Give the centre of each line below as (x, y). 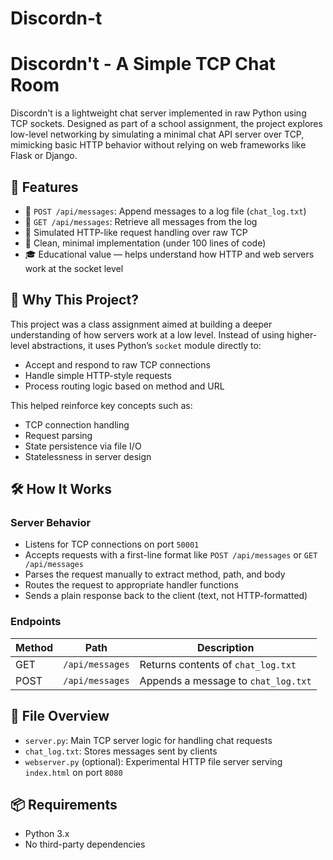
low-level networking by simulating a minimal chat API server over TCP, (157, 134)
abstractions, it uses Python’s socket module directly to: (146, 345)
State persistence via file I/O (83, 446)
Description (225, 647)
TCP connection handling (77, 424)
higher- (302, 334)
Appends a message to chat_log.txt (225, 680)
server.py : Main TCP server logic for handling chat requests (148, 740)
